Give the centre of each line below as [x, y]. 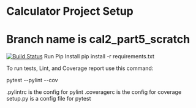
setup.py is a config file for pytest [49, 99]
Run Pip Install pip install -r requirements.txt [99, 56]
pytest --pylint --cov [32, 80]
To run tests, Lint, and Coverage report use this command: [80, 68]
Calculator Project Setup [70, 11]
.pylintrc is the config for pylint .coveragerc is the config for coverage [94, 92]
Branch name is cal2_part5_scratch [98, 40]
